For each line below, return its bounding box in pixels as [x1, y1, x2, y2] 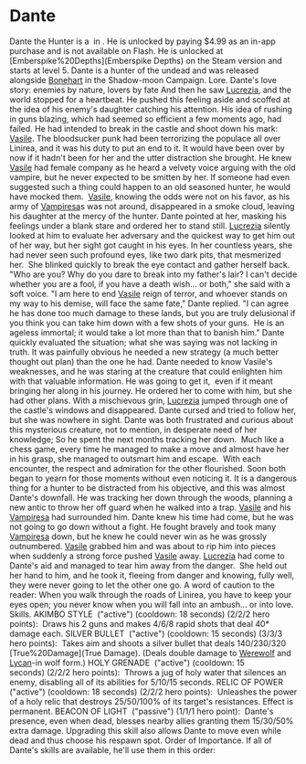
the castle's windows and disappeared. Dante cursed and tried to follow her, [9, 404, 297, 416]
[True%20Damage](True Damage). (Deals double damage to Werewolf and [9, 647, 292, 658]
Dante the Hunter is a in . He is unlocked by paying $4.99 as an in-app [9, 36, 276, 47]
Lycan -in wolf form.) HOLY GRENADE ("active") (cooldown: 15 [9, 657, 245, 668]
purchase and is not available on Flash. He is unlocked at [9, 45, 224, 56]
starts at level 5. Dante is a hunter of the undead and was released [9, 65, 259, 76]
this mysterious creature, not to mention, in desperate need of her [9, 424, 258, 435]
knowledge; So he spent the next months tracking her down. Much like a [9, 433, 285, 444]
